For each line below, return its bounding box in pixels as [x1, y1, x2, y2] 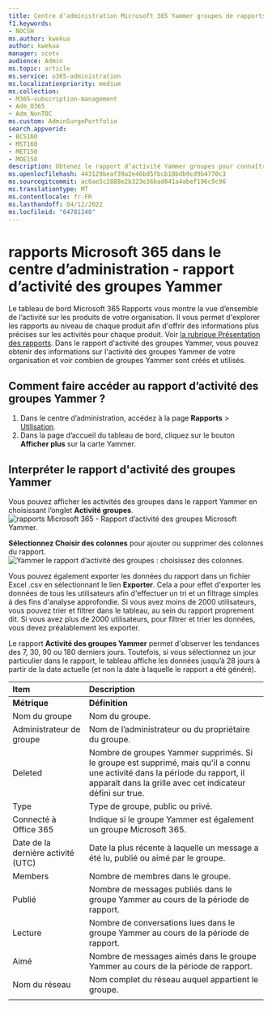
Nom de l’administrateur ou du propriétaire [88, 723, 251, 734]
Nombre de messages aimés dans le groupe [88, 950, 257, 961]
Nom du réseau [12, 978, 71, 990]
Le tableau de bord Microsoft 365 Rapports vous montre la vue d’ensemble [8, 304, 259, 314]
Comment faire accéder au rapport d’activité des [8, 378, 259, 393]
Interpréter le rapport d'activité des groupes [8, 463, 236, 477]
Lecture [12, 927, 42, 938]
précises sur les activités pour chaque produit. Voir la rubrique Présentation [8, 330, 261, 340]
